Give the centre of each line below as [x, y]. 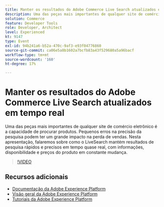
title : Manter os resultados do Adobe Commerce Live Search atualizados [81, 9]
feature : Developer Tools [31, 23]
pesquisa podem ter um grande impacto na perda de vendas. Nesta [73, 137]
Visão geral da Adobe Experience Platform [55, 194]
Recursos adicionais [37, 177]
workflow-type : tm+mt [27, 55]
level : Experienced [25, 32]
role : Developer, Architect [34, 28]
